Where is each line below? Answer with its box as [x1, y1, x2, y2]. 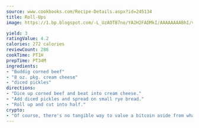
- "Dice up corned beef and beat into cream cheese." [6, 91, 142, 97]
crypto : [6, 107, 25, 113]
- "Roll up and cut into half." [6, 101, 86, 107]
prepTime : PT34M [6, 57, 46, 64]
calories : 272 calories [6, 41, 65, 47]
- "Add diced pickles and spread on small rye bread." [6, 96, 145, 102]
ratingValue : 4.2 [6, 36, 49, 42]
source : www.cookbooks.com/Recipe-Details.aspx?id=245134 [6, 8, 152, 15]
